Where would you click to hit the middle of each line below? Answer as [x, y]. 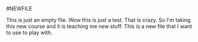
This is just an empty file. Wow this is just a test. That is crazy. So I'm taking [98, 20]
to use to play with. [29, 33]
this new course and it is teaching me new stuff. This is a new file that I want [99, 26]
